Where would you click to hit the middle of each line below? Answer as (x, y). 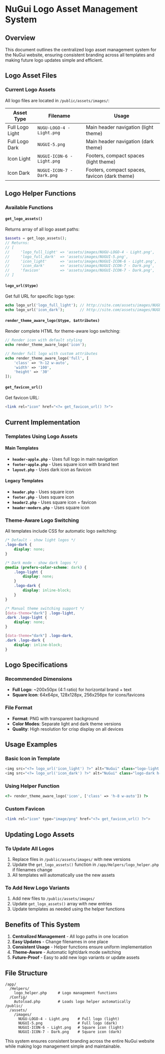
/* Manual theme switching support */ (45, 608)
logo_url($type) (22, 286)
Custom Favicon (25, 809)
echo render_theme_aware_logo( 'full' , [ (47, 358)
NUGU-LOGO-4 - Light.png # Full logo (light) (69, 1019)
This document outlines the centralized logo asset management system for (81, 50)
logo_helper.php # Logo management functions (66, 993)
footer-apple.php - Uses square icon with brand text (66, 464)
